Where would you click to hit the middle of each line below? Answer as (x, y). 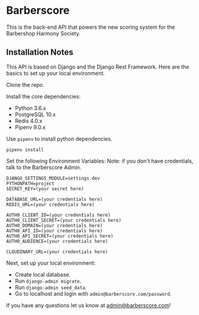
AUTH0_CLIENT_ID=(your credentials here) (59, 215)
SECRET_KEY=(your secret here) (45, 189)
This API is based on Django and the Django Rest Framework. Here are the (98, 67)
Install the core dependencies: (43, 96)
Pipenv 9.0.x (30, 127)
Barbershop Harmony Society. (43, 33)
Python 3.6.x (30, 108)
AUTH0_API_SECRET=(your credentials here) (60, 236)
